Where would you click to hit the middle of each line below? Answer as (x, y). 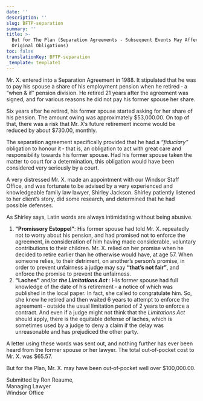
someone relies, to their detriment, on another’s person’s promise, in (100, 260)
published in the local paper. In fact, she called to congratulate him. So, (103, 293)
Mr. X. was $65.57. (29, 356)
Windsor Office (25, 393)
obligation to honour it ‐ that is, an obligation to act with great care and (94, 148)
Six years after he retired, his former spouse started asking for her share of (100, 111)
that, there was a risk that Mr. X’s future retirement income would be (91, 124)
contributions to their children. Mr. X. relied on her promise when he (99, 248)
